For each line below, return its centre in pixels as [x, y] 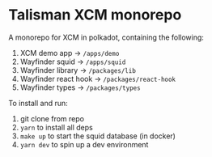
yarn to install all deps [56, 127]
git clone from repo [52, 118]
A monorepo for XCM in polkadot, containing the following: [106, 37]
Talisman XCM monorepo [95, 15]
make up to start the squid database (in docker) [98, 136]
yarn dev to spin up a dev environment [84, 144]
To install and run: [38, 103]
